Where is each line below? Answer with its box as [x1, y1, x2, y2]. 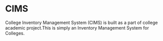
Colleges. [5, 30, 25, 36]
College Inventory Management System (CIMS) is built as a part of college [5, 19, 158, 25]
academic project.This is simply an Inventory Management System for [5, 24, 149, 30]
